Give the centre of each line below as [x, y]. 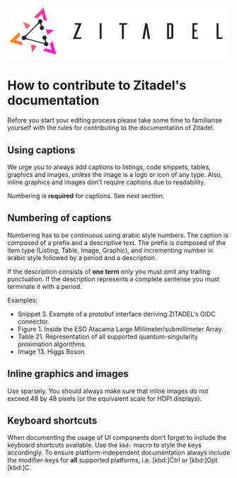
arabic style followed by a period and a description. [82, 258]
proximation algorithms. [52, 344]
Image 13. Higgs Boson [51, 351]
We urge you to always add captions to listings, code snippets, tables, [109, 167]
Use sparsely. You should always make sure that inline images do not [108, 391]
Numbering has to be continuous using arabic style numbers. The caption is [118, 235]
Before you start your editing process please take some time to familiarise [115, 120]
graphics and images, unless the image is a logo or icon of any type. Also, [115, 174]
